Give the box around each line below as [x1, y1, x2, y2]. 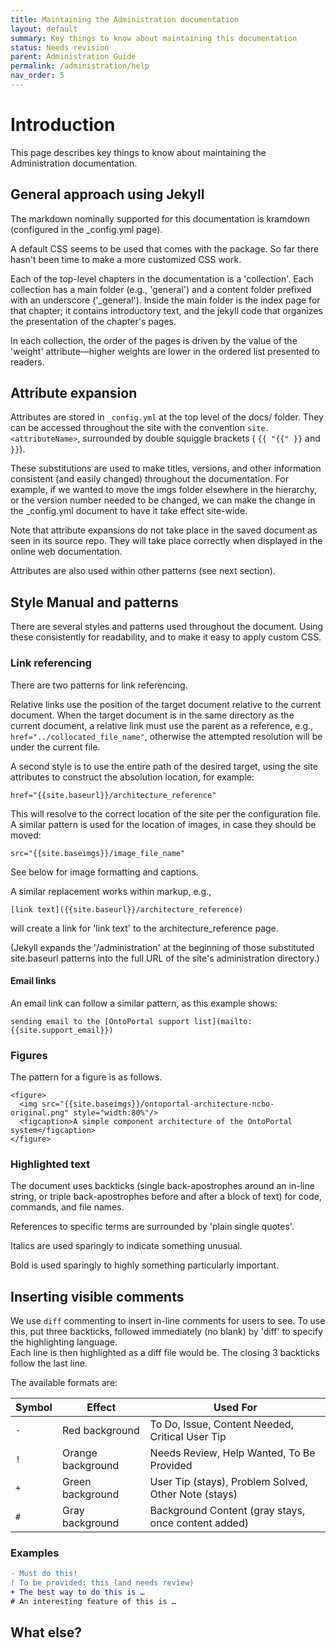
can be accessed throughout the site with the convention [10, 422, 245, 434]
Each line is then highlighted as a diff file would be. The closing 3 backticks [10, 1347, 320, 1359]
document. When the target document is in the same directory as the [10, 709, 295, 721]
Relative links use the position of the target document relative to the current [10, 698, 322, 710]
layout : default [10, 24, 78, 34]
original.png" [10, 1108, 70, 1118]
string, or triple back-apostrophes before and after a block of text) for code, [10, 1191, 322, 1203]
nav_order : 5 [10, 71, 65, 81]
